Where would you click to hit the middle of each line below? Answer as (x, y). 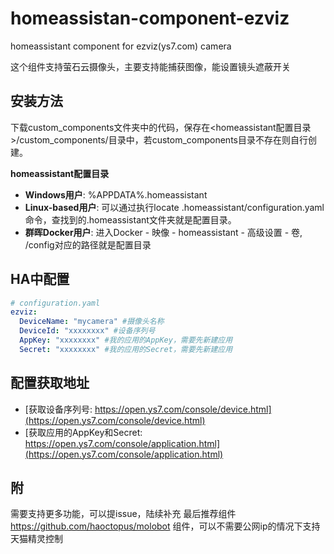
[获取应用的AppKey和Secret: (83, 432)
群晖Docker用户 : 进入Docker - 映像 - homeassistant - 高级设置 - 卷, (163, 232)
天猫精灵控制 (36, 539)
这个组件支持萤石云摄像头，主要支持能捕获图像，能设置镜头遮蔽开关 (150, 66)
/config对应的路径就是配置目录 (88, 244)
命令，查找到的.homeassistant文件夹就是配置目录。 (130, 219)
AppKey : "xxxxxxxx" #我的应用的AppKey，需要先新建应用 (126, 340)
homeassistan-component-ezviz (150, 18)
